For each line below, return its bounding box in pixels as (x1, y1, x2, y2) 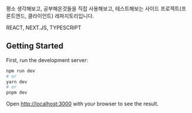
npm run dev (6, 68, 35, 74)
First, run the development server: (6, 56, 88, 63)
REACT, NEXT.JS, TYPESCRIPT (6, 24, 81, 31)
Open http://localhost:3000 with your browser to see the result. (6, 100, 159, 107)
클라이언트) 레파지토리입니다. (28, 12, 95, 19)
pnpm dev (6, 90, 28, 95)
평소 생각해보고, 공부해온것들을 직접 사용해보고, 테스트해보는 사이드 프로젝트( (6, 5, 181, 12)
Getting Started (6, 41, 64, 51)
